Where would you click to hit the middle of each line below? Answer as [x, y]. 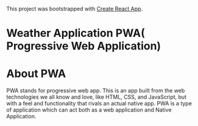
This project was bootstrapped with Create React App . [75, 9]
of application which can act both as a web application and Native [89, 110]
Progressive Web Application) [84, 46]
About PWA [36, 74]
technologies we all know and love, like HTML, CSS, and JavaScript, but [97, 97]
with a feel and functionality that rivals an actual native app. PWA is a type [99, 104]
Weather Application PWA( [76, 33]
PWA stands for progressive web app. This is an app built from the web [96, 91]
